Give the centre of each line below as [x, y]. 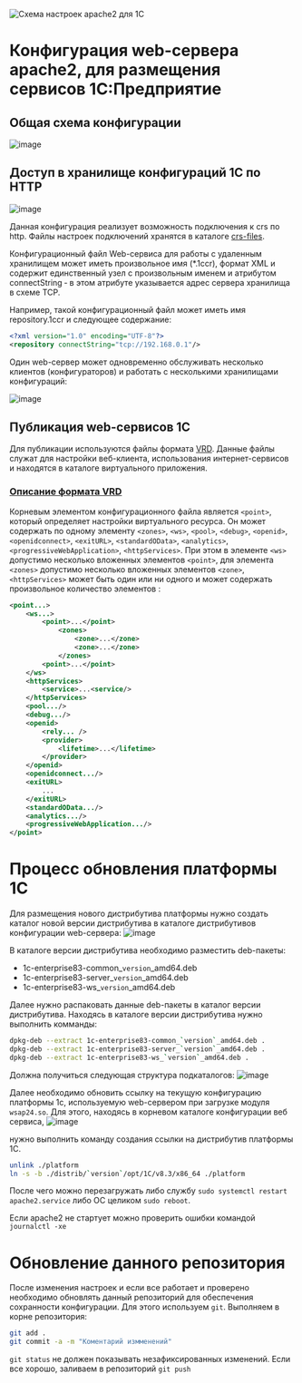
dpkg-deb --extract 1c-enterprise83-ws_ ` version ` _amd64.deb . [129, 1057]
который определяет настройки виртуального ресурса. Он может [137, 521]
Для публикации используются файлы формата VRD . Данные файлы [142, 449]
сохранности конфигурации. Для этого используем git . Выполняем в [145, 1307]
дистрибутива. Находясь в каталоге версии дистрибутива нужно [136, 1015]
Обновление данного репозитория [147, 1263]
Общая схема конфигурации [95, 122]
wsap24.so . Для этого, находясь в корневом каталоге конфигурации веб [149, 1112]
